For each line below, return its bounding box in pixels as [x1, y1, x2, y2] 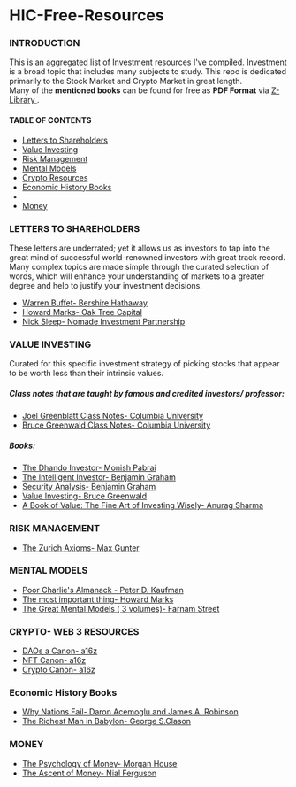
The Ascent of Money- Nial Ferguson [21, 768, 157, 778]
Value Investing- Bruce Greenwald [21, 490, 148, 501]
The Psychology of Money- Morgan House [21, 758, 178, 768]
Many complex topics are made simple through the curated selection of [9, 261, 269, 272]
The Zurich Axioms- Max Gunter [21, 542, 140, 553]
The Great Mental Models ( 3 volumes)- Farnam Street [21, 603, 220, 613]
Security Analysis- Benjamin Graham [21, 482, 156, 492]
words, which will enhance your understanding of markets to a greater [9, 271, 265, 282]
